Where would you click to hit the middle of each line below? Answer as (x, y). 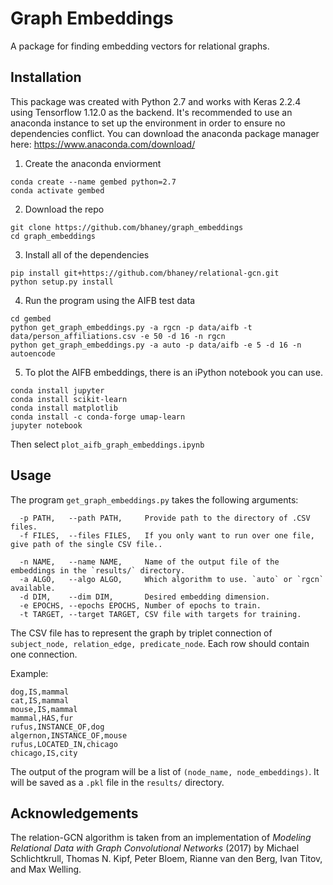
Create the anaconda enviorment (93, 163)
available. (33, 588)
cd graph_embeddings (53, 236)
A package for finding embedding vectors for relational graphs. (140, 46)
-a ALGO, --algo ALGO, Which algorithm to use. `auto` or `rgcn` (172, 579)
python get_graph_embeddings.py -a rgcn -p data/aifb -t (131, 327)
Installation (46, 77)
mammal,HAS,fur (42, 718)
